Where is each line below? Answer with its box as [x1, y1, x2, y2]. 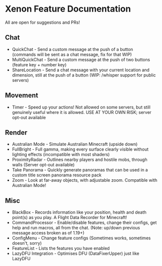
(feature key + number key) [12, 62, 67, 67]
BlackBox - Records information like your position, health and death [12, 209, 147, 215]
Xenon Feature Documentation [5, 3, 131, 15]
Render [5, 128, 28, 137]
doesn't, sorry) [12, 240, 42, 246]
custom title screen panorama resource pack [12, 172, 102, 178]
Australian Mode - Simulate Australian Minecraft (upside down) [12, 141, 138, 147]
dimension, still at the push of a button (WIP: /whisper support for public [12, 72, 156, 78]
